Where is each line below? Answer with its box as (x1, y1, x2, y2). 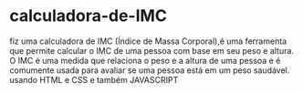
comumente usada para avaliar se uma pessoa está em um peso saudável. (9, 65, 290, 76)
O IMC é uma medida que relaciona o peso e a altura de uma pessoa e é (9, 55, 281, 66)
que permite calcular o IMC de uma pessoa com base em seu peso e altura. (9, 45, 295, 56)
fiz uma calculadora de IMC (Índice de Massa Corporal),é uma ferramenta (9, 36, 287, 46)
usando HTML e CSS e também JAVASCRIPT (9, 74, 179, 85)
